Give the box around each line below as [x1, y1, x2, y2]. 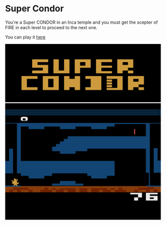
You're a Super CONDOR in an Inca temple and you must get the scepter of [5, 19, 158, 25]
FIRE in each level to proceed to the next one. [5, 24, 98, 30]
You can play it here [5, 34, 46, 40]
